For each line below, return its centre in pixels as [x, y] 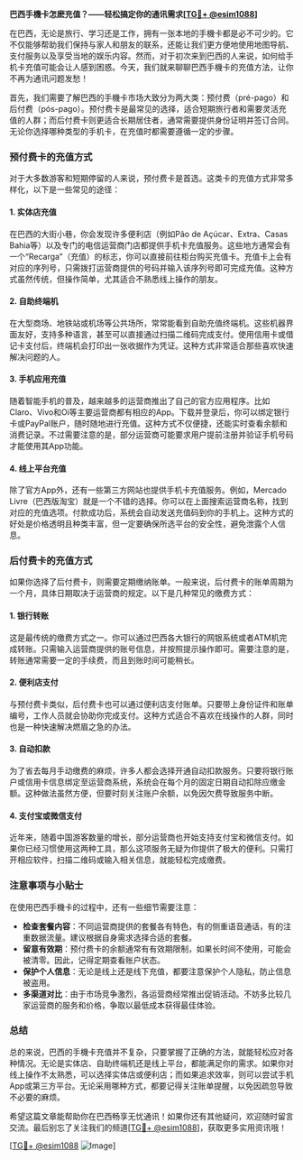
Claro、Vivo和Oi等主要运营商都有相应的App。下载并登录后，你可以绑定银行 [150, 412]
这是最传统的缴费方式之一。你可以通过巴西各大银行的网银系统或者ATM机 [144, 637]
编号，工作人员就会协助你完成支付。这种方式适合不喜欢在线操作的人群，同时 [151, 715]
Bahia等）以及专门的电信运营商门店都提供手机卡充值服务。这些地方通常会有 [150, 245]
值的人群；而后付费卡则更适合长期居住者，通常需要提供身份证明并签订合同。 [151, 120]
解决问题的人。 [37, 356]
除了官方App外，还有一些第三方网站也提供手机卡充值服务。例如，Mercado [148, 490]
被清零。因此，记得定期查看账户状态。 [93, 960]
